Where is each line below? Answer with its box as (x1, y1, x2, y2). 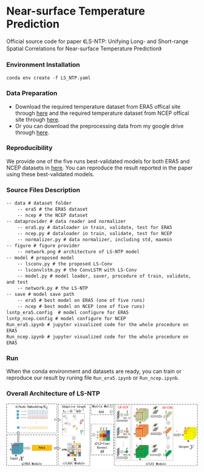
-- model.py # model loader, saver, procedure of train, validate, (17, 273, 191, 279)
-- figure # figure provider (6, 243, 80, 249)
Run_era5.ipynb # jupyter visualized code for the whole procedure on (6, 322, 189, 328)
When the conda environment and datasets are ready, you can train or (6, 368, 182, 375)
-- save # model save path (6, 292, 75, 298)
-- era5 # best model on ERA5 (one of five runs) (17, 298, 146, 304)
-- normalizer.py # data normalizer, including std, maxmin (17, 237, 172, 243)
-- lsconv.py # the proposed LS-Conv (17, 261, 113, 267)
